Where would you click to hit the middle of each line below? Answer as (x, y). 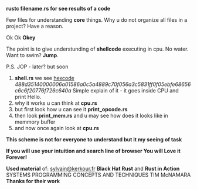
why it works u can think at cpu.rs (56, 103)
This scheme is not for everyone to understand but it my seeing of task (94, 140)
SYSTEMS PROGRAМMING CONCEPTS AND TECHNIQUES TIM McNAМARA (98, 175)
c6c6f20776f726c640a (43, 90)
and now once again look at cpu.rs (57, 128)
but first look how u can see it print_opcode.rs (71, 109)
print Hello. (28, 97)
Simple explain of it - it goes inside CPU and (125, 90)
